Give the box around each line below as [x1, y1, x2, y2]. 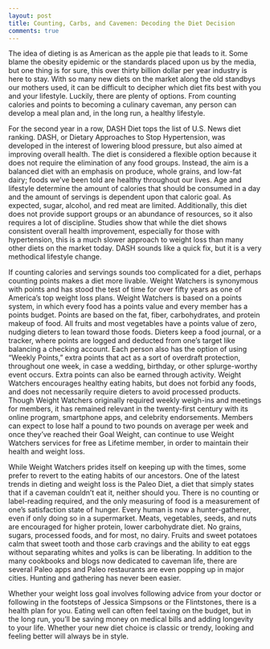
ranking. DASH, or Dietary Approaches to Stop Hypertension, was [8, 133, 226, 142]
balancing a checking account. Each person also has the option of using [8, 345, 247, 354]
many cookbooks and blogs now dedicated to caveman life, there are [8, 556, 237, 566]
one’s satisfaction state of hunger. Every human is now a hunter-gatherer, [8, 505, 252, 515]
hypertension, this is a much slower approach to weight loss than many [8, 235, 243, 245]
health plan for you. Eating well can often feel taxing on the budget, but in [8, 606, 252, 615]
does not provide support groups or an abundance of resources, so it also [8, 210, 253, 219]
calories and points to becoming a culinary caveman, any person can [8, 100, 237, 109]
